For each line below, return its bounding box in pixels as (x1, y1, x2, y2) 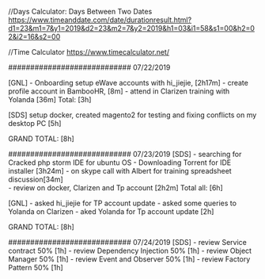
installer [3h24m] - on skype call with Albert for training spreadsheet (8, 166, 232, 175)
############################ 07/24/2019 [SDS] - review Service (8, 238, 247, 247)
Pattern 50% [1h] (8, 263, 63, 272)
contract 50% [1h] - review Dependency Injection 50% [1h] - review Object (8, 246, 252, 255)
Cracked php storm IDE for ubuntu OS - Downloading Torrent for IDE (8, 158, 232, 167)
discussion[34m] (8, 174, 63, 184)
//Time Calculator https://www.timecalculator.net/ (8, 48, 170, 56)
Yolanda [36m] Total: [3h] (8, 95, 92, 104)
